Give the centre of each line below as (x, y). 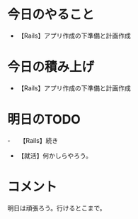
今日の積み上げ (51, 67)
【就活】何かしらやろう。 (54, 155)
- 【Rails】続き (33, 140)
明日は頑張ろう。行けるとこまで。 (57, 208)
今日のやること (51, 15)
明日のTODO (44, 120)
